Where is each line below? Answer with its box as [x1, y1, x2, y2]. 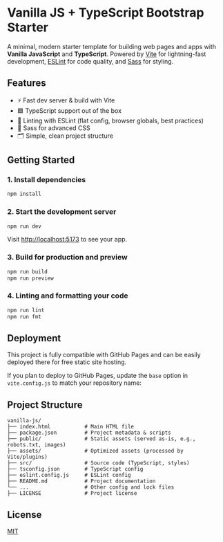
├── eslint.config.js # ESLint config [7, 472, 131, 479]
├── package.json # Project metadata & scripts [7, 429, 171, 437]
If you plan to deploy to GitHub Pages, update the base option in [7, 372, 188, 380]
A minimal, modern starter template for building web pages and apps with [7, 42, 216, 51]
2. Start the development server [7, 207, 117, 217]
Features [7, 78, 46, 89]
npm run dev [7, 223, 41, 230]
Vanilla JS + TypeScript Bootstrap [7, 5, 204, 21]
